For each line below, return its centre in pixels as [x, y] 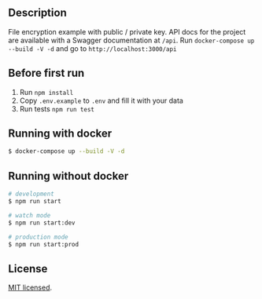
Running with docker [60, 134]
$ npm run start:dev [42, 223]
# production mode [38, 237]
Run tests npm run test [57, 108]
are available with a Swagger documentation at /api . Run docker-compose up [131, 40]
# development [31, 194]
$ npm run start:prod [44, 244]
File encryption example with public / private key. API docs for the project [127, 31]
